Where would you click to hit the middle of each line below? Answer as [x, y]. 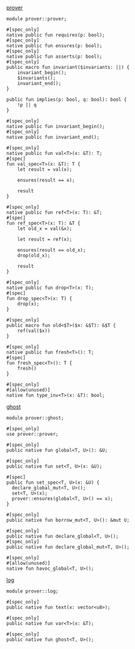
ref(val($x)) [34, 331]
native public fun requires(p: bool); [56, 35]
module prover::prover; [37, 19]
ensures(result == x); [46, 180]
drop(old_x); [34, 256]
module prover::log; [33, 591]
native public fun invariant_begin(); [56, 127]
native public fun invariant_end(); [53, 137]
